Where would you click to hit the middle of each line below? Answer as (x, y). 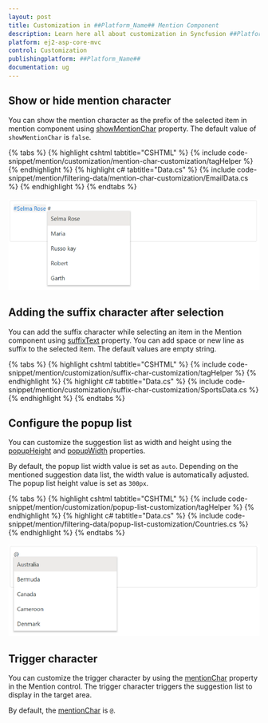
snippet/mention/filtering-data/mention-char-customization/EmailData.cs (128, 178)
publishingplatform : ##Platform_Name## (75, 59)
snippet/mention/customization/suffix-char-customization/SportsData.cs (128, 389)
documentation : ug (39, 68)
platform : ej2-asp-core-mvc (55, 42)
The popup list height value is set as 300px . (79, 483)
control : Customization (48, 51)
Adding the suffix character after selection (116, 313)
